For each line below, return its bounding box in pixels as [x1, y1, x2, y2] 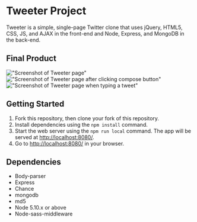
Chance [14, 185, 34, 192]
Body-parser [14, 173, 46, 180]
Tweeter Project [6, 4, 87, 18]
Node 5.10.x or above [14, 204, 66, 211]
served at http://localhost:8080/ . [14, 133, 94, 140]
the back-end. [6, 36, 41, 43]
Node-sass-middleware [14, 210, 73, 217]
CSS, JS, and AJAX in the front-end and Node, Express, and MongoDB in [6, 30, 185, 37]
